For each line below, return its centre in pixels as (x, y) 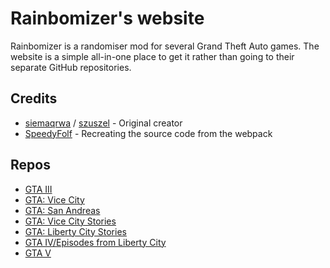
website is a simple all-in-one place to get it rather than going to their (152, 56)
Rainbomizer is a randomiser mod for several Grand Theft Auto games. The (165, 46)
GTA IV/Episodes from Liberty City (95, 242)
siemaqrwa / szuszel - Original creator (103, 123)
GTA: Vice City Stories (70, 221)
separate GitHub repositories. (71, 67)
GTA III (38, 189)
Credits (34, 98)
